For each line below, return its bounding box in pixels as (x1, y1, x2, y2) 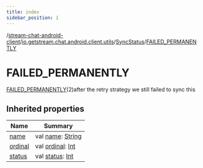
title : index (6, 9, 40, 15)
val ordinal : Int (35, 142, 76, 150)
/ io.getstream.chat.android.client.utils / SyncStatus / (20, 38, 147, 45)
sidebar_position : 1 (6, 15, 59, 21)
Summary (43, 122, 73, 130)
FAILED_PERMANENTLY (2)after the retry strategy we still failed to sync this (6, 86, 196, 93)
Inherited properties (6, 103, 84, 114)
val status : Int (35, 152, 73, 161)
